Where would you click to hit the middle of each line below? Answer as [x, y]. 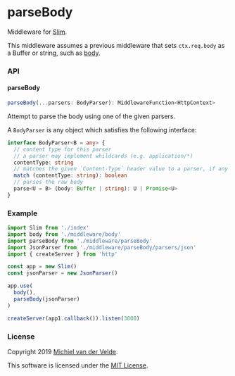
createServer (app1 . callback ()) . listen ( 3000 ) [74, 318]
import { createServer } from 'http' [63, 254]
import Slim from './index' [49, 228]
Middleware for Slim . [37, 32]
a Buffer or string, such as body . [54, 53]
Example [23, 213]
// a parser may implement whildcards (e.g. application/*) [103, 156]
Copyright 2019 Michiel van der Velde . [63, 351]
